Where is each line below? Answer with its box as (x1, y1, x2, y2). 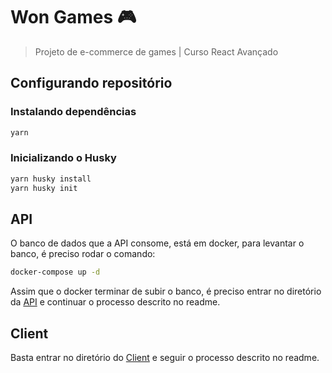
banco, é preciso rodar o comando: (10, 248, 156, 260)
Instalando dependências (10, 105, 137, 119)
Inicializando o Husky (10, 151, 117, 165)
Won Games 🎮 (10, 6, 137, 29)
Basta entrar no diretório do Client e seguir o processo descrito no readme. (10, 352, 320, 364)
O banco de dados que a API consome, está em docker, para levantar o (10, 237, 305, 249)
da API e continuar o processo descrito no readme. (10, 296, 221, 308)
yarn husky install (10, 174, 92, 184)
